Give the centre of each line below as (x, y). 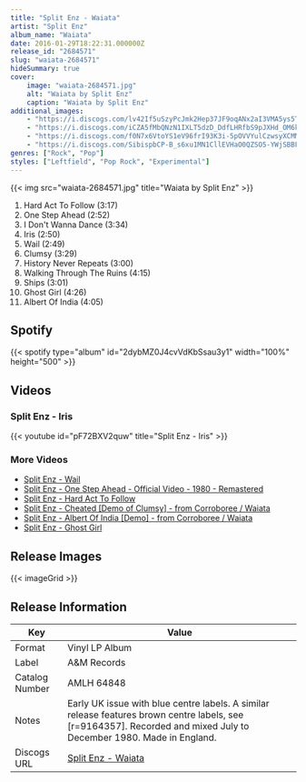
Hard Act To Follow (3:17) (70, 205)
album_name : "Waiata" (51, 35)
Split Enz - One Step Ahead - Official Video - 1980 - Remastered (143, 489)
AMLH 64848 (97, 683)
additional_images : (47, 111)
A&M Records (97, 662)
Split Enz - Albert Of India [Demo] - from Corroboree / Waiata (138, 518)
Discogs (32, 752)
